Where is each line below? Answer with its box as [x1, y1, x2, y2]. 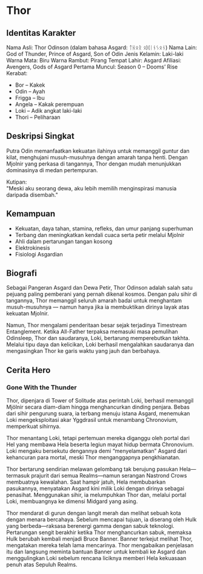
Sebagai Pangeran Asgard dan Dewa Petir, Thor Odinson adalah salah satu [6, 284, 193, 292]
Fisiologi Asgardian [15, 250, 63, 258]
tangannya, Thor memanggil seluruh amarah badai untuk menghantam [6, 297, 182, 304]
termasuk [6, 472, 30, 479]
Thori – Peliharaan [15, 113, 61, 121]
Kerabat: [6, 70, 28, 76]
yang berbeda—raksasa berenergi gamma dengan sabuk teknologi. [6, 522, 175, 530]
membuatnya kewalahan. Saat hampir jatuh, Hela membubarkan [6, 478, 166, 486]
